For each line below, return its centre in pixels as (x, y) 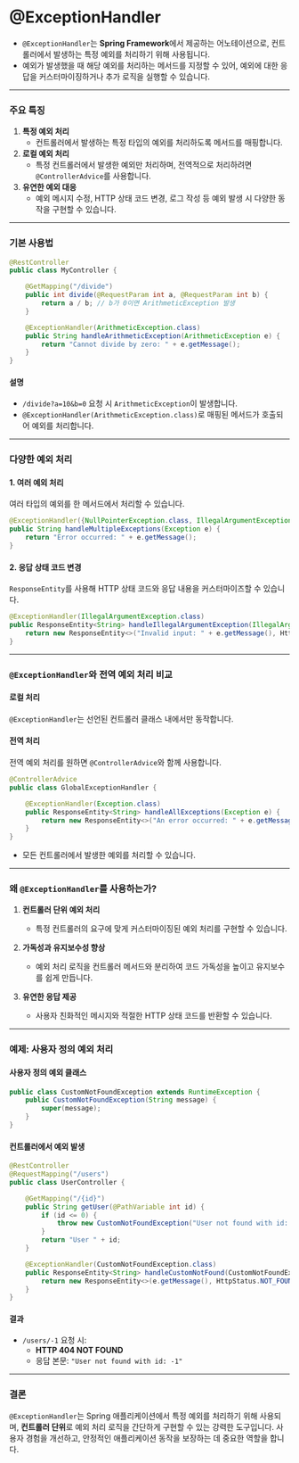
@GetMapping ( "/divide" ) (69, 287)
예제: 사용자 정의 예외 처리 (61, 1049)
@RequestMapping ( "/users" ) (59, 1174)
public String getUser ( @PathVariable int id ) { (115, 1207)
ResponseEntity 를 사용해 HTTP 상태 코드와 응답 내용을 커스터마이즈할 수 (135, 589)
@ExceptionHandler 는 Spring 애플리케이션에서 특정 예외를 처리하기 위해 (133, 1416)
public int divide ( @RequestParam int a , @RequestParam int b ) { (147, 295)
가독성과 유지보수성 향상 (64, 947)
